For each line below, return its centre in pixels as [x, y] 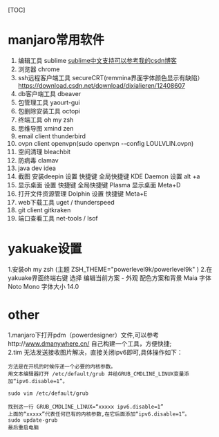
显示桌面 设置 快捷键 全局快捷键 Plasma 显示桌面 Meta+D [99, 185]
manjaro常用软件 [56, 40]
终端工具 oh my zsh [46, 120]
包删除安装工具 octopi [49, 111]
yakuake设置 [45, 249]
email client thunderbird [51, 136]
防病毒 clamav [38, 160]
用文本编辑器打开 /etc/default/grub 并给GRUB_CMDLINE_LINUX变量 [96, 374]
